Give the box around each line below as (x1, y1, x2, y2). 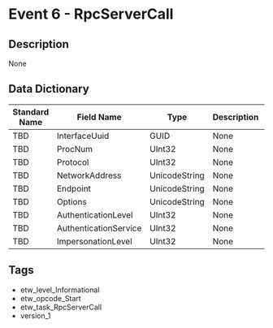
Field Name (76, 111, 122, 123)
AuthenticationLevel (56, 209, 133, 220)
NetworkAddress (56, 170, 122, 181)
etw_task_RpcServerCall (19, 302, 102, 312)
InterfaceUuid (56, 130, 110, 141)
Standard (12, 106, 50, 118)
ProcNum (56, 143, 93, 154)
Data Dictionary (8, 82, 89, 96)
